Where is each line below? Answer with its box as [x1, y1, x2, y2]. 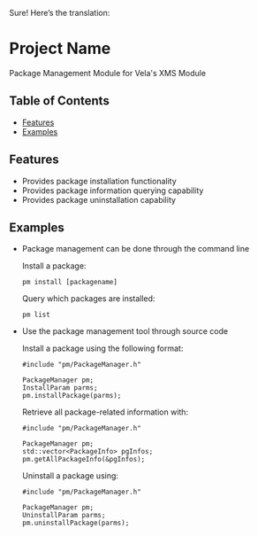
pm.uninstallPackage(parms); [21, 518, 130, 528]
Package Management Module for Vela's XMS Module [9, 67, 206, 78]
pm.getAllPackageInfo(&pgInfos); [21, 455, 146, 464]
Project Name [9, 39, 111, 58]
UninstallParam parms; [21, 511, 106, 520]
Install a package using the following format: [21, 343, 184, 353]
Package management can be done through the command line [21, 244, 250, 254]
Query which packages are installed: [21, 293, 156, 304]
